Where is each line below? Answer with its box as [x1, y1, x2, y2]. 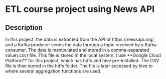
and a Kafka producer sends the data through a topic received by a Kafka [5, 42, 157, 48]
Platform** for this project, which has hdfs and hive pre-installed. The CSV [5, 58, 159, 63]
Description [5, 23, 43, 32]
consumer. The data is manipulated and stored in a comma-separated [5, 47, 149, 53]
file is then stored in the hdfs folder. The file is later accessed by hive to [5, 63, 153, 69]
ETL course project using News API [5, 3, 154, 15]
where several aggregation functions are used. [5, 68, 102, 74]
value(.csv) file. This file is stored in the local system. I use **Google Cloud [5, 52, 161, 58]
